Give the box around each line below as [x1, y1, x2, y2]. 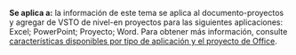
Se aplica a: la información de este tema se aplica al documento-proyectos [9, 8, 284, 18]
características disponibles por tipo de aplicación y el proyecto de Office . [9, 35, 277, 46]
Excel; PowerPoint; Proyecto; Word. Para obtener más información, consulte [9, 27, 288, 36]
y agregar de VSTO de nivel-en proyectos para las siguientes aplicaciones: [9, 17, 284, 27]
